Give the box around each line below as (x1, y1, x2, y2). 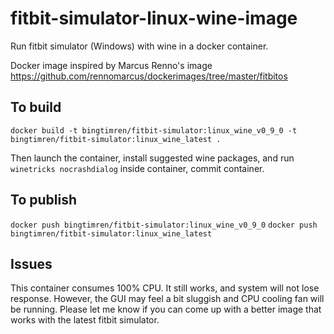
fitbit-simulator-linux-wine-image (10, 7, 298, 30)
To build (10, 99, 62, 116)
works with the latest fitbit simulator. (10, 314, 160, 326)
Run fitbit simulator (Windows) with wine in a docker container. (10, 40, 269, 52)
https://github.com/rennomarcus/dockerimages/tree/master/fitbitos (10, 70, 288, 82)
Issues (10, 255, 53, 272)
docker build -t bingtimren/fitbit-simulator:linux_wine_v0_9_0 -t (10, 125, 298, 136)
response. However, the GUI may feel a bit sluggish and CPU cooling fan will (10, 293, 325, 305)
